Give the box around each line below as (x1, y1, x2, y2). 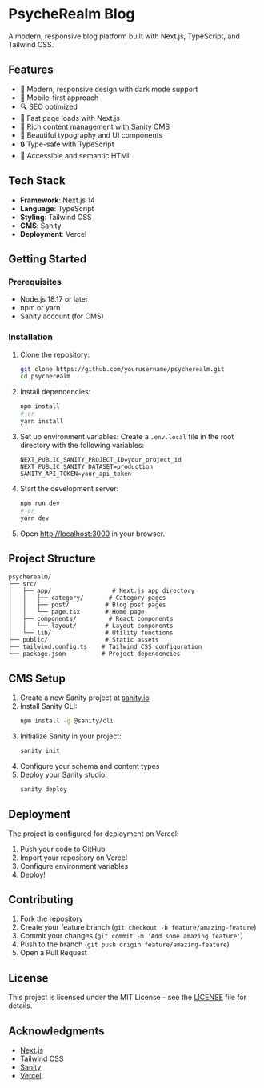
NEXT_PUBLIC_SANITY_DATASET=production (19, 462, 154, 470)
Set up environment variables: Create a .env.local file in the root (19, 431, 234, 441)
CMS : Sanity (19, 221, 62, 230)
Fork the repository (19, 914, 84, 924)
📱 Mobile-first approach (19, 93, 99, 102)
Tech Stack (8, 174, 66, 188)
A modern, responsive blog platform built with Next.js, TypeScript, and (8, 31, 240, 41)
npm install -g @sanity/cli (19, 717, 114, 725)
